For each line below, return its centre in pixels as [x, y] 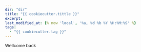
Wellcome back [21, 45]
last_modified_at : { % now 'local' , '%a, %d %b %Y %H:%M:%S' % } [71, 23]
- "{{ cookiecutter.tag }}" [38, 32]
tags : [10, 27]
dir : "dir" [16, 9]
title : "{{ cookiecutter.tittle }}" [42, 14]
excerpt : [14, 18]
